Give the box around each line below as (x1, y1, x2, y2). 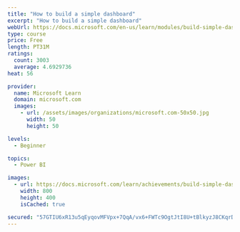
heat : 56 (7, 70, 34, 77)
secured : (7, 213, 34, 221)
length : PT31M (7, 43, 50, 51)
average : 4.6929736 (14, 63, 72, 70)
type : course (7, 30, 46, 38)
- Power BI (14, 162, 46, 169)
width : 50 (26, 116, 56, 123)
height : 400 (20, 194, 56, 201)
